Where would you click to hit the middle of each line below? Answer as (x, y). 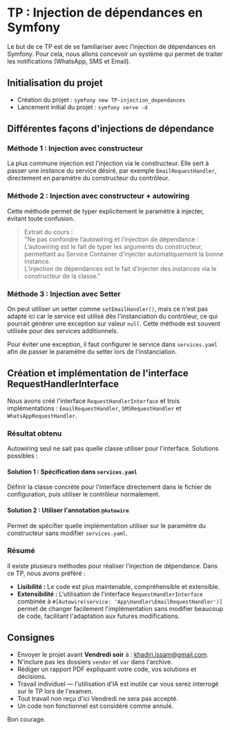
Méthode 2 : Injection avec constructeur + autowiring (98, 196)
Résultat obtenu (35, 433)
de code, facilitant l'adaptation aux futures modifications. (98, 616)
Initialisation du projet (55, 83)
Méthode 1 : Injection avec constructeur (75, 149)
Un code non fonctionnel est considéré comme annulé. (95, 706)
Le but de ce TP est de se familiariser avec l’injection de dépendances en (112, 46)
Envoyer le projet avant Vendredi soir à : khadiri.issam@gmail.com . (113, 654)
